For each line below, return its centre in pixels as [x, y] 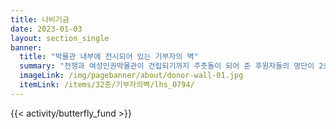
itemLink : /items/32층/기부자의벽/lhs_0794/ [107, 85]
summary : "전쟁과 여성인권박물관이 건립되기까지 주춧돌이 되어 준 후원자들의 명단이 [167, 66]
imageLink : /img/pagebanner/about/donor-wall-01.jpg [131, 76]
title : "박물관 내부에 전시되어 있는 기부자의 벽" [109, 57]
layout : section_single [60, 38]
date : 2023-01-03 [46, 29]
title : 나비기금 [40, 19]
